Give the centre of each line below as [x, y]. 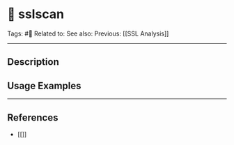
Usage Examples [44, 85]
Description [33, 62]
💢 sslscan [36, 14]
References [33, 117]
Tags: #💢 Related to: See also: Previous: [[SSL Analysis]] [88, 33]
